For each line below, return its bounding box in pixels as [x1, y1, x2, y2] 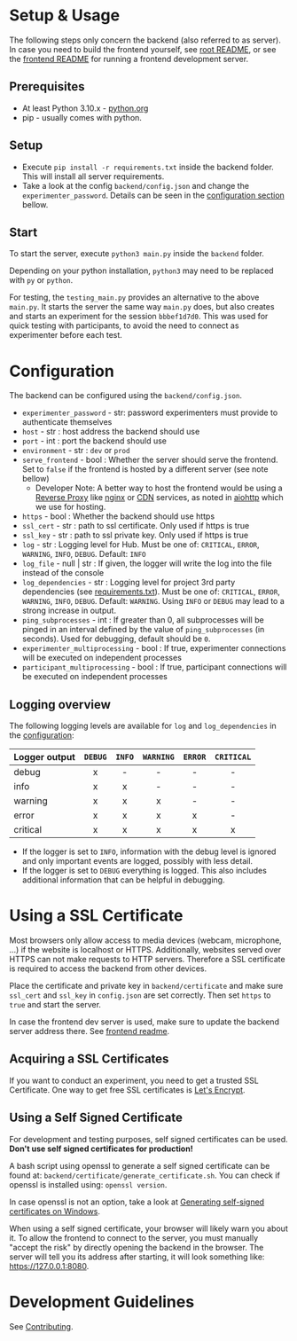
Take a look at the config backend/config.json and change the [21, 180, 250, 191]
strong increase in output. [21, 605, 117, 616]
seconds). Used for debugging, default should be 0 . [21, 633, 211, 644]
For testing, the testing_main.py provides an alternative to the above [9, 292, 260, 302]
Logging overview [9, 697, 111, 712]
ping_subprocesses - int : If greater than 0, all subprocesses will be [21, 615, 264, 625]
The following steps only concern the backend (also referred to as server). [9, 35, 281, 45]
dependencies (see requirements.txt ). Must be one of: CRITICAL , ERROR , [21, 586, 281, 597]
